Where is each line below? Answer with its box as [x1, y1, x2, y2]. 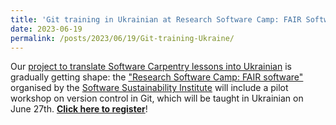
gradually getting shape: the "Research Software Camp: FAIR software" [10, 71, 304, 83]
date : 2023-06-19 [10, 24, 83, 34]
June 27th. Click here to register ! [10, 103, 148, 115]
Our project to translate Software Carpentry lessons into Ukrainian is [10, 61, 292, 73]
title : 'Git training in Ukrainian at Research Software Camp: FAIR [10, 14, 302, 25]
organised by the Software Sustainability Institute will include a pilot [10, 82, 289, 94]
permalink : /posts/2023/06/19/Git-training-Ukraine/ [10, 33, 235, 43]
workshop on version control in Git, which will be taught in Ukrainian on [10, 92, 304, 105]
